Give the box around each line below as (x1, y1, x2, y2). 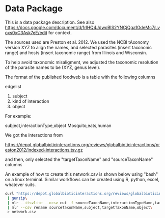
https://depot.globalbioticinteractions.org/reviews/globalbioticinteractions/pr (5, 141, 160, 148)
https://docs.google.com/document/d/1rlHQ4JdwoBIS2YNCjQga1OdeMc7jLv (5, 24, 160, 30)
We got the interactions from (5, 132, 63, 138)
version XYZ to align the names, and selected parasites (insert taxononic (5, 44, 152, 50)
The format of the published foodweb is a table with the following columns (5, 74, 156, 80)
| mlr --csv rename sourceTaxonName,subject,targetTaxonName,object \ (7, 205, 153, 210)
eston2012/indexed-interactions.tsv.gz (5, 147, 83, 153)
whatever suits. (5, 182, 36, 187)
